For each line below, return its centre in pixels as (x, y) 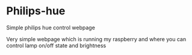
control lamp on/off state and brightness (56, 45)
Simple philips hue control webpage (51, 27)
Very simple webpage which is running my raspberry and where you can (96, 39)
